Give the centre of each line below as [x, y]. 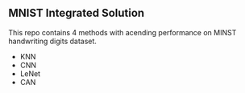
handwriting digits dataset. [52, 41]
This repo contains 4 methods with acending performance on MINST [122, 32]
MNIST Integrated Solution [77, 13]
